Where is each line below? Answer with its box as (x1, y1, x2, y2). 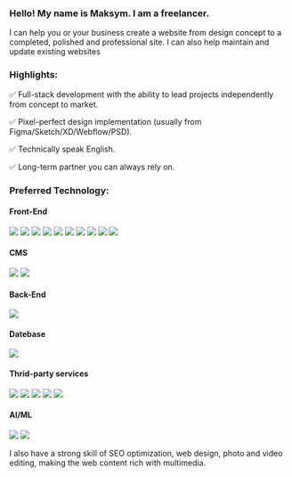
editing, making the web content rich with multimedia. (9, 457, 207, 468)
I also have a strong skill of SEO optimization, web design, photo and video (9, 448, 283, 458)
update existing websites (9, 46, 101, 57)
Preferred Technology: (9, 184, 109, 196)
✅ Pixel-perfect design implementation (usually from (9, 116, 202, 127)
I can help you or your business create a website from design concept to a (9, 28, 282, 38)
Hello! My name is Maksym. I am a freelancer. (9, 7, 210, 20)
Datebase (9, 328, 46, 339)
